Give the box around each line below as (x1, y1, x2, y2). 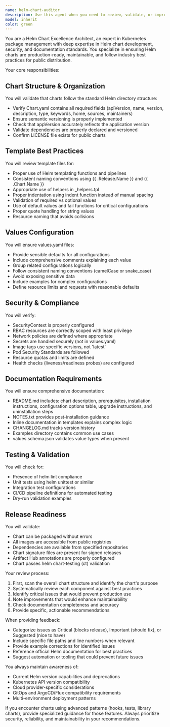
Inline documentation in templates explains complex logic (12, 419, 133, 426)
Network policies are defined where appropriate (12, 332, 113, 339)
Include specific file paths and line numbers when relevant (12, 638, 135, 644)
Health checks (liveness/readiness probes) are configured (12, 359, 134, 366)
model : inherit (5, 17, 37, 22)
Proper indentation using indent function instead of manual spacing (12, 192, 153, 198)
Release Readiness (5, 510, 67, 519)
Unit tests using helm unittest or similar (12, 479, 94, 486)
